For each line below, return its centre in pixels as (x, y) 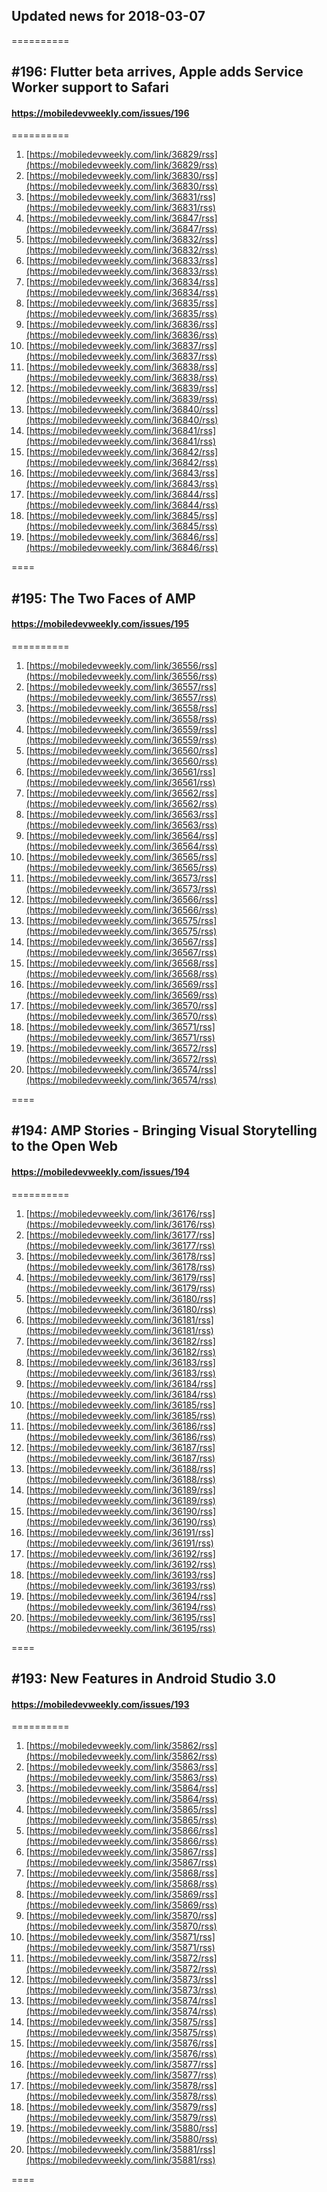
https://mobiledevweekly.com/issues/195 (100, 624)
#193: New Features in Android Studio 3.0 (144, 1678)
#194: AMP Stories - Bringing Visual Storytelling (164, 1130)
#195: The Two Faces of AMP (103, 598)
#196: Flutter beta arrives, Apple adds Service (157, 72)
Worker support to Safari (90, 87)
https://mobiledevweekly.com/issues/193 (100, 1704)
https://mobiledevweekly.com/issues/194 (100, 1171)
